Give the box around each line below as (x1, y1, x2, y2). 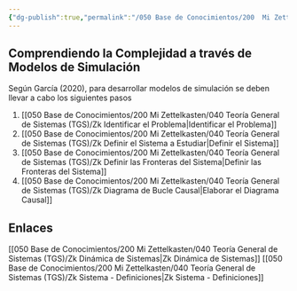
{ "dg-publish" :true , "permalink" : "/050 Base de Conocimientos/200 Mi (8, 12, 271, 22)
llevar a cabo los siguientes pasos (8, 92, 132, 103)
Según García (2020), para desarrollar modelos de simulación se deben (8, 83, 270, 94)
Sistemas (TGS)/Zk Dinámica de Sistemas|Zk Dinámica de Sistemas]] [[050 (8, 254, 283, 264)
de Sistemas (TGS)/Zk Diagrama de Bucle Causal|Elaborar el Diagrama (20, 185, 280, 196)
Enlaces (8, 220, 54, 235)
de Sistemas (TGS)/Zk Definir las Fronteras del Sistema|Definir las (20, 157, 262, 168)
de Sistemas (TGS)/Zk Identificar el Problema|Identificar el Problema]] (20, 119, 277, 130)
